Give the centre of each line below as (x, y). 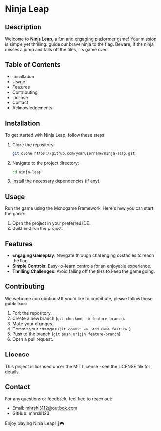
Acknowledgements (32, 108)
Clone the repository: (33, 144)
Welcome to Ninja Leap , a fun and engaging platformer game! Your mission (81, 39)
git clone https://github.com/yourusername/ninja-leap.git (73, 153)
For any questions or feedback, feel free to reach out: (59, 399)
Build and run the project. (38, 228)
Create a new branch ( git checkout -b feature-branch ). (69, 318)
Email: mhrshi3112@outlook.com (44, 408)
